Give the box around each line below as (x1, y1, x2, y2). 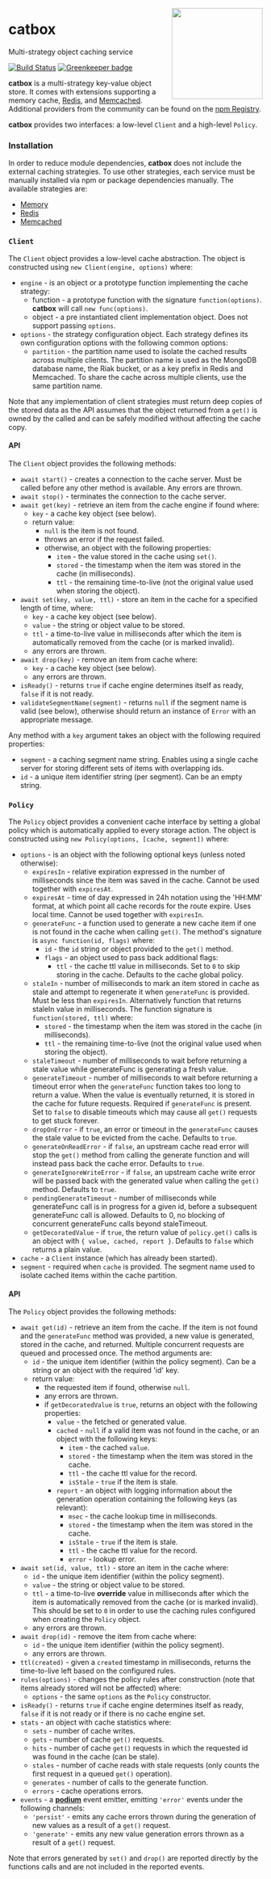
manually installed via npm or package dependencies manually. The (8, 175, 234, 185)
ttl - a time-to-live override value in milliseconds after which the (31, 1589, 249, 1599)
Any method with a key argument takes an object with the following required (8, 730, 261, 739)
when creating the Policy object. (31, 1615, 141, 1624)
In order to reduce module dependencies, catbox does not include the (8, 158, 242, 168)
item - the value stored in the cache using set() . (56, 551, 218, 561)
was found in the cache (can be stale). (31, 1752, 160, 1762)
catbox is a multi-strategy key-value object (8, 78, 152, 88)
